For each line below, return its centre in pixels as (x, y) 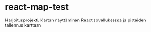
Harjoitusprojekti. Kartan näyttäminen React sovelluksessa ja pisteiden (75, 20)
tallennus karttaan (23, 25)
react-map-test (37, 7)
